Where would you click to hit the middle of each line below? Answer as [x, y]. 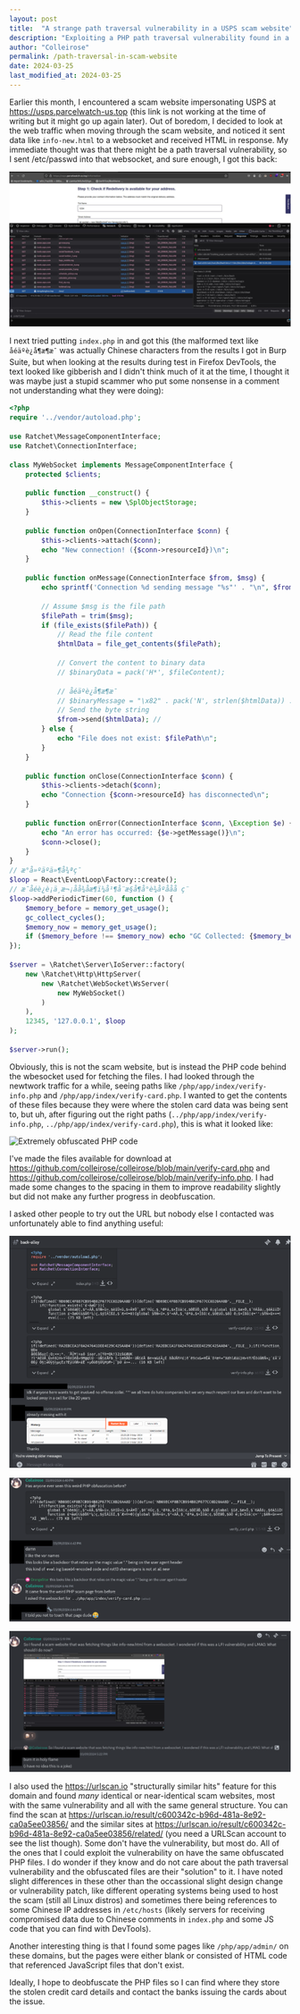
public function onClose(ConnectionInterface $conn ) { [129, 776]
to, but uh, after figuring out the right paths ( [91, 1114]
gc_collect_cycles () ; [65, 918]
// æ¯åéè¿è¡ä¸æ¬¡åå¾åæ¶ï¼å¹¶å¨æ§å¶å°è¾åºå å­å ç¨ [100, 890]
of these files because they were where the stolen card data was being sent [149, 1104]
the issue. [27, 2001]
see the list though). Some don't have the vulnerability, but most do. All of [144, 1843]
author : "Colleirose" [50, 47]
